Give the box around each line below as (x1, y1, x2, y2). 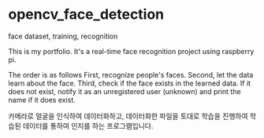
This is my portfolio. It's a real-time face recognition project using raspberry (8, 46, 255, 56)
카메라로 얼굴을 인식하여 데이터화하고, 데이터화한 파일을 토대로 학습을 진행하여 (8, 111, 248, 121)
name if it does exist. (8, 95, 76, 104)
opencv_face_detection (8, 5, 165, 24)
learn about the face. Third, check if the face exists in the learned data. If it (8, 78, 251, 88)
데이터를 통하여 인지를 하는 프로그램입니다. (22, 121, 154, 130)
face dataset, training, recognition (8, 31, 118, 41)
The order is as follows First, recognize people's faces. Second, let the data (8, 70, 254, 79)
